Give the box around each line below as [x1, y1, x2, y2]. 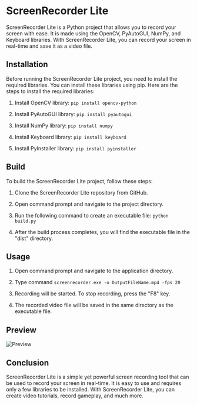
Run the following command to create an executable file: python [14, 212, 169, 219]
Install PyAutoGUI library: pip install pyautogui [14, 110, 132, 117]
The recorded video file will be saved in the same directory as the [14, 302, 173, 309]
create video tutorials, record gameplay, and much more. [6, 392, 144, 399]
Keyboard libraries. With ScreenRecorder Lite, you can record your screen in [6, 36, 191, 43]
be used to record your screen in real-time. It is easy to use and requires [6, 380, 182, 387]
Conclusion [6, 358, 49, 368]
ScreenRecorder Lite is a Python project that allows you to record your [6, 24, 176, 31]
